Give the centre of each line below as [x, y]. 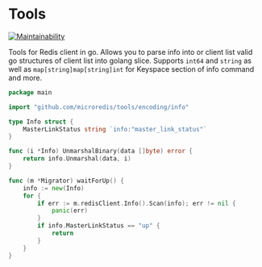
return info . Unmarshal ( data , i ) [77, 159]
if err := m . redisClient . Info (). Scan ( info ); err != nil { [137, 203]
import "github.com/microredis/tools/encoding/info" [99, 107]
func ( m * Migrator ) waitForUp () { [67, 181]
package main [30, 92]
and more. [25, 77]
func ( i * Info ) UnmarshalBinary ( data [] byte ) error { [101, 151]
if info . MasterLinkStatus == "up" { [99, 226]
